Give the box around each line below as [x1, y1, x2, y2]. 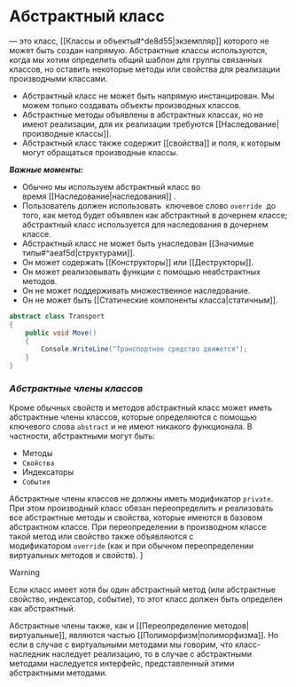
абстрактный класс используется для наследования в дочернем [21, 219, 269, 230]
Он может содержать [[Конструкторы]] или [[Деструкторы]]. [21, 257, 254, 267]
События [21, 478, 51, 487]
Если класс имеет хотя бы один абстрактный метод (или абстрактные [9, 584, 277, 596]
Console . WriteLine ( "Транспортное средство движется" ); [41, 344, 248, 354]
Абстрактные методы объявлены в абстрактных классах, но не [21, 109, 264, 120]
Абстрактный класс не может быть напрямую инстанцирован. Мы [21, 91, 275, 101]
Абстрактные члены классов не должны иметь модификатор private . [9, 494, 274, 504]
